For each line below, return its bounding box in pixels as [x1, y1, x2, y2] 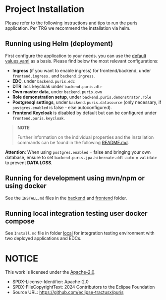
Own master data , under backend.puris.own [12, 88, 103, 95]
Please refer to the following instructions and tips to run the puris [5, 20, 138, 26]
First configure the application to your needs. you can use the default [5, 53, 147, 59]
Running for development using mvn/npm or [5, 174, 145, 182]
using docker [5, 182, 47, 190]
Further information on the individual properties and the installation [17, 134, 154, 140]
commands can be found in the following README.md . [17, 139, 129, 145]
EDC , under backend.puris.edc [12, 78, 75, 84]
